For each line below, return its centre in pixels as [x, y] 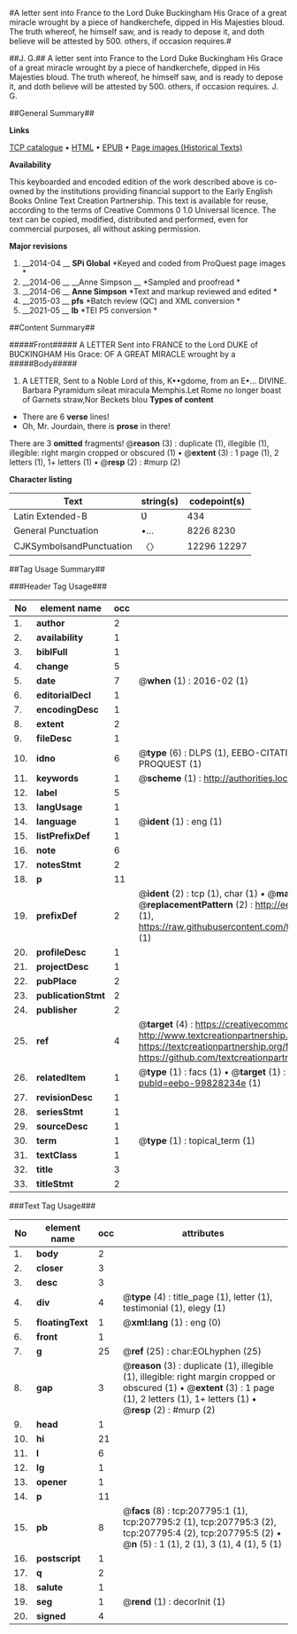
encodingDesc [68, 710]
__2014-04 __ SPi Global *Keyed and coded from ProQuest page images [154, 263]
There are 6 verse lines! [65, 417]
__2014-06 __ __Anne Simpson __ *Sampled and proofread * [131, 282]
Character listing [41, 479]
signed [51, 1616]
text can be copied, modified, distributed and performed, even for [129, 219]
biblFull [52, 652]
